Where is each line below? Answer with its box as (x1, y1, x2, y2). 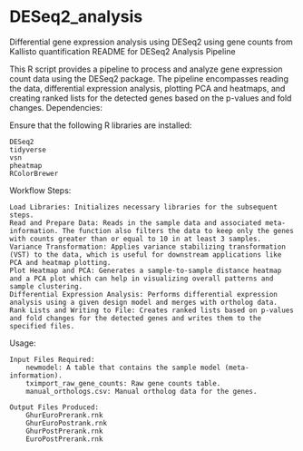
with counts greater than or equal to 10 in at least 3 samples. (9, 234, 261, 243)
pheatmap (9, 161, 43, 170)
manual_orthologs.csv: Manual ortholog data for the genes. (25, 387, 258, 396)
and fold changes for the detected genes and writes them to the (9, 313, 261, 323)
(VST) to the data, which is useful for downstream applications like (9, 250, 282, 260)
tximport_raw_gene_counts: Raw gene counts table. (25, 378, 221, 387)
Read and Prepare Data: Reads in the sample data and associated (9, 218, 261, 228)
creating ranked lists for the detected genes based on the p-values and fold (9, 93, 292, 103)
